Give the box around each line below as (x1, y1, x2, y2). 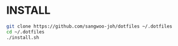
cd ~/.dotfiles (6, 29, 45, 35)
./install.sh (6, 34, 39, 41)
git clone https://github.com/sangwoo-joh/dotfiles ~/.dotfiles (6, 23, 173, 29)
